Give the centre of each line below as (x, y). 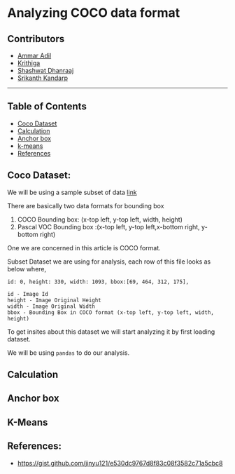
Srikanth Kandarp (43, 78)
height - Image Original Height (54, 300)
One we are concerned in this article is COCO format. (84, 248)
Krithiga (29, 63)
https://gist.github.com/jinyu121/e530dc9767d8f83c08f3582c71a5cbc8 (120, 463)
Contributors (36, 39)
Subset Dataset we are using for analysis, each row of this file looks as (109, 262)
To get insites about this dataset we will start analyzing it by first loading (111, 332)
